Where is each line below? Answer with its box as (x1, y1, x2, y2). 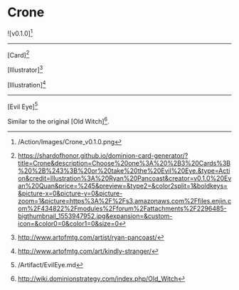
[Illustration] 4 (7, 79, 46, 89)
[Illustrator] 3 (7, 65, 43, 74)
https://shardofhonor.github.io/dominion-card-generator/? (17, 151, 188, 160)
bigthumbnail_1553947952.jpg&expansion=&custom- (17, 211, 173, 220)
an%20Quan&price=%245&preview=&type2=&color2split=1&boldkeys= (17, 181, 228, 190)
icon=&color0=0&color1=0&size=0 (17, 219, 119, 227)
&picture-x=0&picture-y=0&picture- (17, 189, 123, 198)
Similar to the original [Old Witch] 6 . (7, 116, 110, 125)
